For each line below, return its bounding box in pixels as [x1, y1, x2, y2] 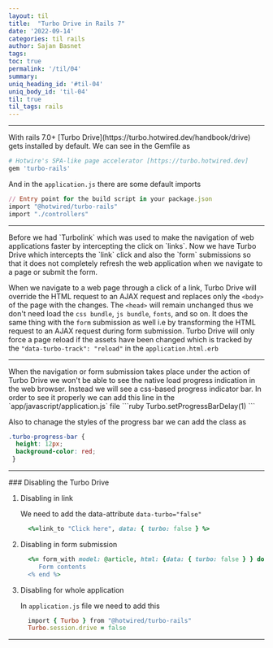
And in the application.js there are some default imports [8, 179, 201, 189]
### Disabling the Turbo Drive [8, 477, 110, 487]
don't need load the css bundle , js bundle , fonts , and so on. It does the [8, 308, 249, 318]
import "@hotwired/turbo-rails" [8, 202, 118, 211]
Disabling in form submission [19, 539, 118, 549]
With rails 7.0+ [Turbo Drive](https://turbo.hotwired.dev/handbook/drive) [8, 133, 251, 142]
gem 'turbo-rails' [8, 164, 71, 172]
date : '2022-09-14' [8, 27, 75, 35]
